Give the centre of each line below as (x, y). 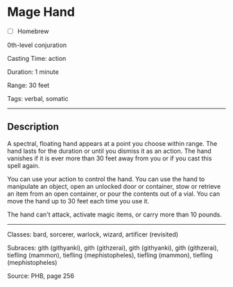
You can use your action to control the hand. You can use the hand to (106, 179)
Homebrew (33, 31)
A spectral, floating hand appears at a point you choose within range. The (112, 143)
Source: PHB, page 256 (41, 276)
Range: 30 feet (28, 85)
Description (33, 127)
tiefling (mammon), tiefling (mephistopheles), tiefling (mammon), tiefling (110, 255)
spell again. (24, 165)
